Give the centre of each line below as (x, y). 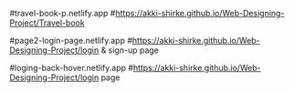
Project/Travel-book (47, 23)
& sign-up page (130, 50)
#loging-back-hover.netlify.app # (72, 68)
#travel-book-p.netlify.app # (63, 13)
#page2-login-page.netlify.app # (71, 41)
